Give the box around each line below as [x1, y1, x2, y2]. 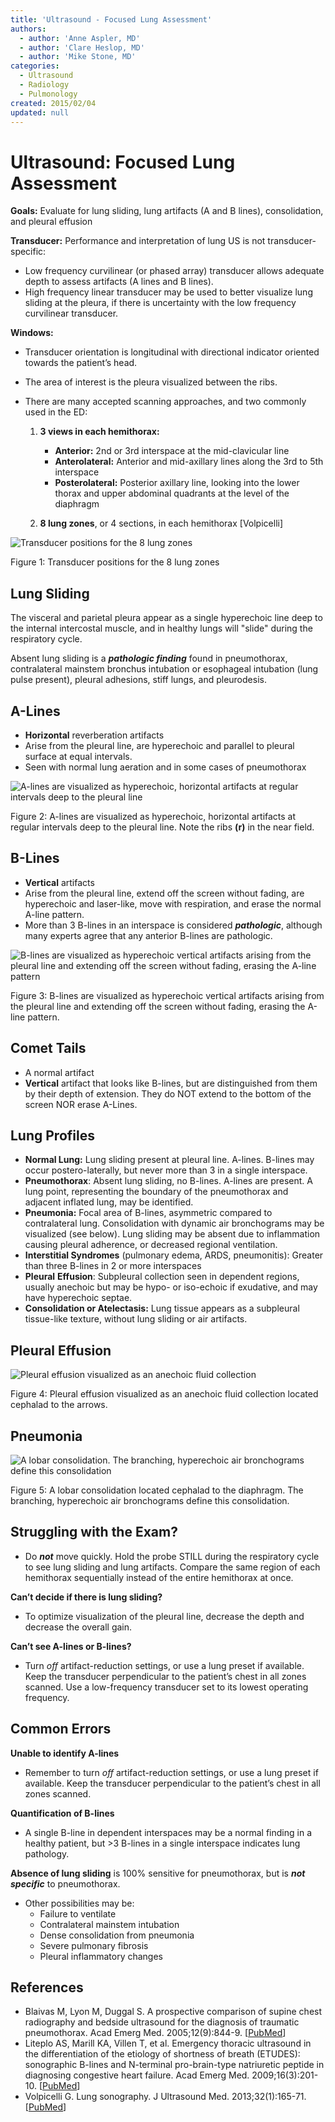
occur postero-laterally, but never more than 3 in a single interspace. [24, 1164, 308, 1176]
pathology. [24, 1847, 70, 1860]
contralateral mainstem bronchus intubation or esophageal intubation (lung [10, 663, 319, 675]
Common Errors [10, 1721, 112, 1738]
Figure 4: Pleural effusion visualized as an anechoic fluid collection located [10, 1388, 319, 1400]
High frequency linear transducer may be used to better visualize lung [24, 286, 313, 298]
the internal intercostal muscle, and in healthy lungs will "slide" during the [10, 622, 313, 635]
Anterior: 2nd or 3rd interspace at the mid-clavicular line [54, 445, 290, 457]
